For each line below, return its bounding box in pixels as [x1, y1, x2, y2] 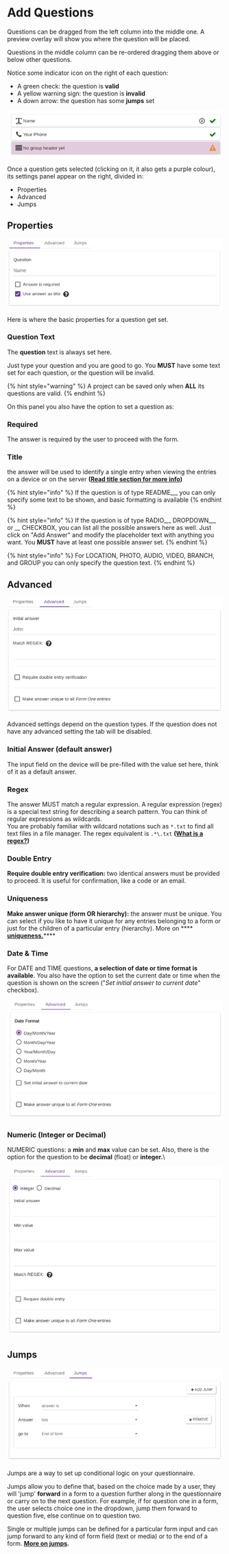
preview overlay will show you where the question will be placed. [7, 34, 191, 43]
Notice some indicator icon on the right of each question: [7, 69, 169, 77]
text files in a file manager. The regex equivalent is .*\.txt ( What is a [7, 829, 204, 838]
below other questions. [7, 55, 72, 63]
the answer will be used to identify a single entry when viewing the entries [7, 468, 217, 476]
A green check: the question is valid [16, 82, 120, 90]
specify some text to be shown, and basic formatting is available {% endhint [7, 496, 222, 504]
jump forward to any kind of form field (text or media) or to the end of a [7, 1532, 208, 1540]
